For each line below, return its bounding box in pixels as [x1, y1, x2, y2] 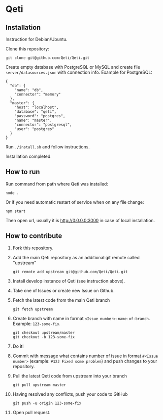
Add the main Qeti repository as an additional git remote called [12, 254, 140, 260]
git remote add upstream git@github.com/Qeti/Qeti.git [12, 269, 128, 274]
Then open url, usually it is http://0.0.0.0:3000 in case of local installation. [5, 217, 155, 223]
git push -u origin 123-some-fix [12, 401, 82, 406]
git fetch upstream [12, 307, 53, 312]
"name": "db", [14, 88, 43, 93]
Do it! [12, 343, 24, 349]
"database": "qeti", [14, 109, 57, 114]
